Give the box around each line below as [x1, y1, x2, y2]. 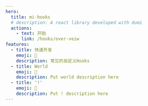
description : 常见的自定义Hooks [16, 58, 90, 64]
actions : [11, 25, 32, 31]
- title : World [11, 63, 48, 69]
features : [5, 42, 30, 48]
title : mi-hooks [11, 14, 51, 20]
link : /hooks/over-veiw [21, 36, 80, 42]
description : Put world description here [16, 74, 119, 80]
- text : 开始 [16, 31, 46, 37]
